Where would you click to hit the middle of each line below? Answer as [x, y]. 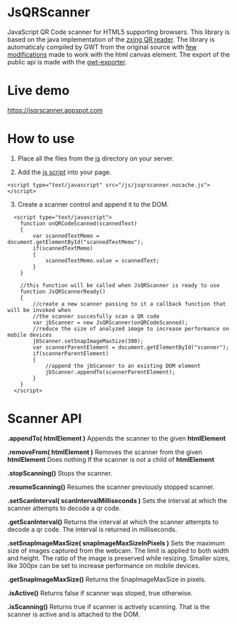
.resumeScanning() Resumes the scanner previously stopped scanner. [111, 487]
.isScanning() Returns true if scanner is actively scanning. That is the [109, 606]
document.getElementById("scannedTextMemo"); [75, 242]
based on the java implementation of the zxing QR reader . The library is [111, 39]
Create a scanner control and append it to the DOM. [93, 204]
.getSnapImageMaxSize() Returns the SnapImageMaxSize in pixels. [107, 579]
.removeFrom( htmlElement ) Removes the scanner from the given [105, 452]
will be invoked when [39, 310]
